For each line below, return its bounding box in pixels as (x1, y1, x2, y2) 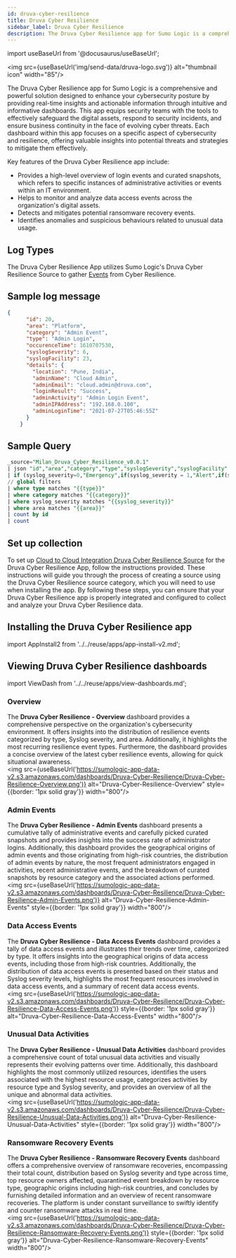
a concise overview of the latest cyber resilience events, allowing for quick (7, 749, 223, 758)
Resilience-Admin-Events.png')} (7, 896, 100, 904)
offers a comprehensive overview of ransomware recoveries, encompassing (7, 1162, 228, 1170)
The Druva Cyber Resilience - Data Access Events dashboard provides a (7, 937, 221, 945)
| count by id (7, 511, 49, 518)
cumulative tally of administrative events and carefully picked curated (7, 828, 209, 837)
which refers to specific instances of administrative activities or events (17, 179, 222, 187)
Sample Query (7, 440, 72, 452)
